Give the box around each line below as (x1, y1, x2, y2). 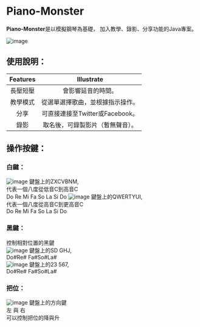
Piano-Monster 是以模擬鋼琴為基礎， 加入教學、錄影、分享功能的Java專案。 (6, 25, 198, 32)
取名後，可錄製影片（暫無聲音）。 (43, 121, 138, 129)
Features (9, 75, 36, 83)
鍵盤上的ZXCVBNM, (29, 178, 79, 185)
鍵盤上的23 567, (29, 261, 69, 268)
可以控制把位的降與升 (6, 314, 60, 322)
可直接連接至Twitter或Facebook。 (41, 109, 139, 118)
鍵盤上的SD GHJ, (29, 247, 72, 254)
